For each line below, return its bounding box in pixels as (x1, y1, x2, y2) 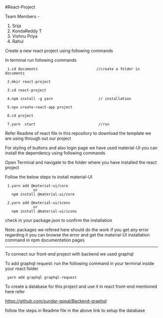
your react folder (5, 266, 39, 271)
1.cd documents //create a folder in (7, 67, 140, 71)
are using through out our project (5, 135, 71, 141)
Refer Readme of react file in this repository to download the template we (5, 131, 151, 136)
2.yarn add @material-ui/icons (7, 201, 70, 205)
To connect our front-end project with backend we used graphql (5, 251, 134, 257)
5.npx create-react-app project (7, 105, 73, 110)
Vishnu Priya (12, 33, 38, 39)
